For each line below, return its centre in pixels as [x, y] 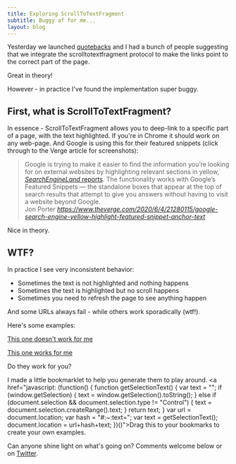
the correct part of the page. [49, 62]
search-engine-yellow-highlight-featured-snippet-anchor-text [115, 217]
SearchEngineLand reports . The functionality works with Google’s [120, 180]
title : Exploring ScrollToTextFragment [66, 14]
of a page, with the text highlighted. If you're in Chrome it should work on [113, 136]
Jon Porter [40, 209]
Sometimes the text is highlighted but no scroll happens [98, 290]
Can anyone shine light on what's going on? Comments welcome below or [115, 446]
